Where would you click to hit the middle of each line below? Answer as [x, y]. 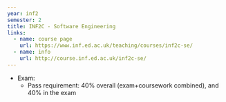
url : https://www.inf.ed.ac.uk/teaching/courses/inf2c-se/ [106, 45]
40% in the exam [52, 92]
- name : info [32, 52]
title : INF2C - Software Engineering [62, 26]
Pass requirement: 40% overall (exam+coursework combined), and [123, 85]
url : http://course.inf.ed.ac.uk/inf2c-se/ [83, 59]
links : [17, 33]
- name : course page [43, 39]
